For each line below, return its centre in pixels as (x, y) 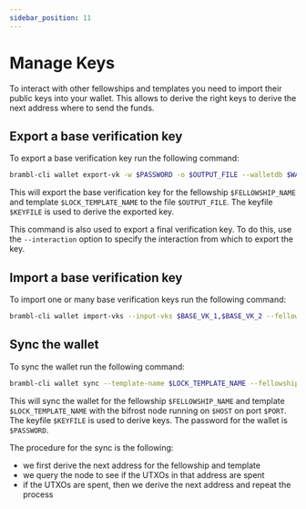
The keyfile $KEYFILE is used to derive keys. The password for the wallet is (149, 420)
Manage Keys (62, 62)
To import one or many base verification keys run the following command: (148, 300)
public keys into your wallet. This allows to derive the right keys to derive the (153, 98)
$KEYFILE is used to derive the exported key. (92, 212)
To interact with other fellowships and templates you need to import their (146, 88)
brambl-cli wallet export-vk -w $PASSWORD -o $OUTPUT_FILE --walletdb (146, 175)
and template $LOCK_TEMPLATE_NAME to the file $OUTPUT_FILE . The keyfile (141, 203)
